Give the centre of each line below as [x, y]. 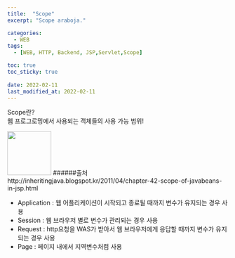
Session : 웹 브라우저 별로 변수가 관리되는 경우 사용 [88, 220]
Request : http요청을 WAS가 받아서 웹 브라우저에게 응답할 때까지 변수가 [116, 229]
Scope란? [21, 112]
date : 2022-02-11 [33, 85]
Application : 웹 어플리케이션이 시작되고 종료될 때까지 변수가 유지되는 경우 [119, 203]
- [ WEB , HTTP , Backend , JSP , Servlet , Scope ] [78, 53]
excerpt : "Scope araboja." [47, 20]
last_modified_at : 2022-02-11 [52, 91]
